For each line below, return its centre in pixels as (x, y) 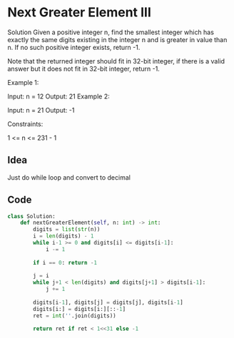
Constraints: (25, 124)
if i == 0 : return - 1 (65, 262)
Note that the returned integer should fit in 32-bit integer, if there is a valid (116, 61)
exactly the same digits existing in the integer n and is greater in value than (117, 39)
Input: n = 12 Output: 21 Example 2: (58, 96)
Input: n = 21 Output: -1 (41, 110)
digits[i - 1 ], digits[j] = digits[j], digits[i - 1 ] (108, 302)
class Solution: (31, 216)
